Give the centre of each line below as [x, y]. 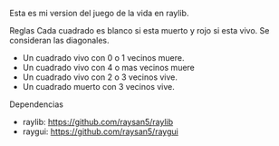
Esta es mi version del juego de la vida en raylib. [99, 13]
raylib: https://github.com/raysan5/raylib [98, 122]
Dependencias [36, 104]
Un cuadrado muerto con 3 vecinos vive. [98, 87]
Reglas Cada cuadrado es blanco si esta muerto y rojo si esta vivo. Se [139, 30]
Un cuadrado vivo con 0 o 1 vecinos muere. [103, 58]
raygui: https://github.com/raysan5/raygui [100, 131]
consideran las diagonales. [60, 40]
